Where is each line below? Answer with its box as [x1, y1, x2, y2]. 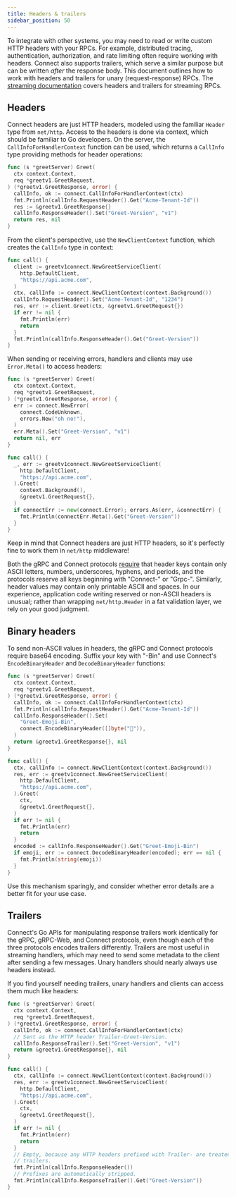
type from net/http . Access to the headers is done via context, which [7, 128, 209, 136]
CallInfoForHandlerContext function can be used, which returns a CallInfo [7, 142, 225, 152]
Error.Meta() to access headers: [7, 362, 103, 371]
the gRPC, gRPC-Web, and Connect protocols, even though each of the [7, 935, 214, 945]
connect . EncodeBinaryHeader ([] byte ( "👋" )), [20, 725, 146, 732]
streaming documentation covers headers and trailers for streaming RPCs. [7, 81, 223, 90]
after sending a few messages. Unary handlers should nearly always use [7, 958, 218, 966]
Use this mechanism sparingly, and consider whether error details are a [7, 882, 214, 890]
